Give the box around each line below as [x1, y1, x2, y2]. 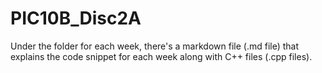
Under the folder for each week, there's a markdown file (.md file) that [10, 40, 300, 52]
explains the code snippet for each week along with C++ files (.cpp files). [10, 50, 313, 62]
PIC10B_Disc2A [10, 7, 142, 30]
